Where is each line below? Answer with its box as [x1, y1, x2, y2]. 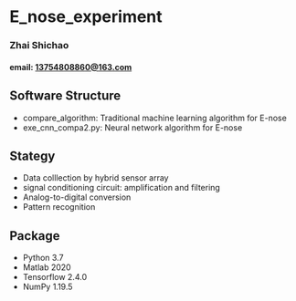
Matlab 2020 [22, 262, 71, 273]
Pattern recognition [22, 202, 96, 213]
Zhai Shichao [9, 39, 69, 52]
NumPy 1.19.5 [22, 281, 73, 293]
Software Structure [9, 88, 122, 104]
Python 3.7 [22, 253, 64, 264]
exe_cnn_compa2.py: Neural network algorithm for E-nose [22, 121, 243, 133]
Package [9, 228, 61, 244]
